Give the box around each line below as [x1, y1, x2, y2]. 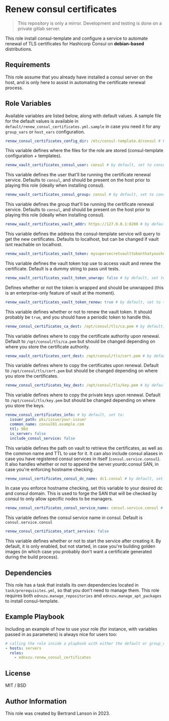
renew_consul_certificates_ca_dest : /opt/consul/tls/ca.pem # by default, [5, 324, 165, 329]
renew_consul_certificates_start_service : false [5, 529, 109, 534]
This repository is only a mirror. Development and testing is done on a [17, 20, 162, 26]
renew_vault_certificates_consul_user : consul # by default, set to [5, 163, 152, 168]
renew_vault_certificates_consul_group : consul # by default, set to [5, 192, 154, 197]
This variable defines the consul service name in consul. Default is [5, 515, 143, 521]
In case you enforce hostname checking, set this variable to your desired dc [5, 485, 162, 491]
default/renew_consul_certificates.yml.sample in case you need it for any [5, 123, 161, 129]
